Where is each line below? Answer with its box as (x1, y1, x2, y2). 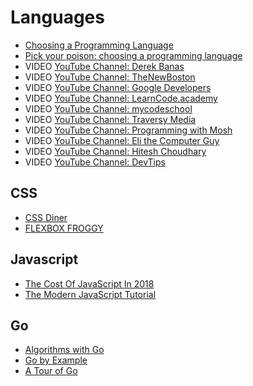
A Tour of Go (24, 365, 78, 377)
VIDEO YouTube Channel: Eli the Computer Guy (24, 134, 220, 146)
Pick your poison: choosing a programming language (24, 49, 243, 61)
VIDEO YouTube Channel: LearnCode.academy (24, 92, 218, 104)
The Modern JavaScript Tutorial (24, 288, 157, 300)
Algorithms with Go (24, 344, 105, 356)
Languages (10, 6, 105, 29)
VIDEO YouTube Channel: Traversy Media (24, 113, 197, 125)
